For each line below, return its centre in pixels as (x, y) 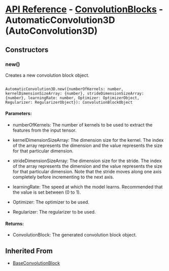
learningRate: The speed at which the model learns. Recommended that (88, 187)
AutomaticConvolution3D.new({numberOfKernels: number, (64, 89)
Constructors (27, 50)
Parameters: (19, 113)
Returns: (15, 223)
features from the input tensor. (45, 130)
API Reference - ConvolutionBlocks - (84, 9)
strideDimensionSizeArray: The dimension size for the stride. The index (87, 161)
